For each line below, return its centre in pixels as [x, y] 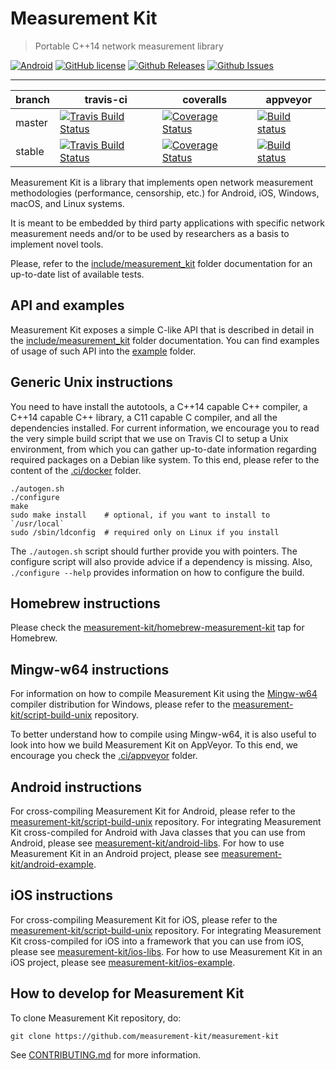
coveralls [205, 99]
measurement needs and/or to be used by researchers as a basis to [150, 233]
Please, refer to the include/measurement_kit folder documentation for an [161, 263]
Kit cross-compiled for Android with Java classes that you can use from [158, 832]
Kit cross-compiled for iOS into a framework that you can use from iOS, [157, 941]
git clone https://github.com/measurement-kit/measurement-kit [145, 1036]
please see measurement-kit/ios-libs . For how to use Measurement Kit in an [166, 951]
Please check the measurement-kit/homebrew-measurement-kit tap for [157, 628]
